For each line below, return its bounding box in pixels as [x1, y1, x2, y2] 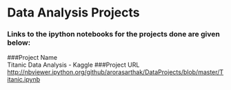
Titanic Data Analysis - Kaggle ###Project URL [7, 60, 140, 69]
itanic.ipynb [7, 76, 40, 84]
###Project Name [7, 54, 57, 62]
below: [7, 38, 31, 47]
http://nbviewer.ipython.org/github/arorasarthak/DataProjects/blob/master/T [7, 68, 224, 76]
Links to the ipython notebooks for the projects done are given [7, 30, 221, 39]
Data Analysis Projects [7, 5, 140, 21]
